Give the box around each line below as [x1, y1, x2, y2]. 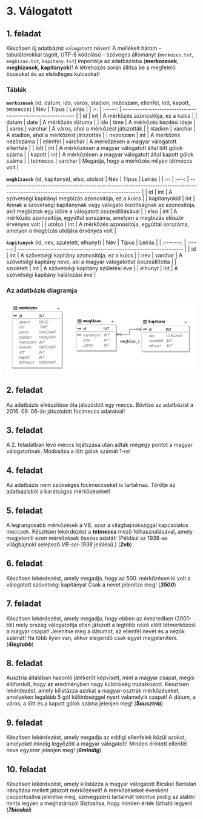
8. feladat [6, 658, 43, 668]
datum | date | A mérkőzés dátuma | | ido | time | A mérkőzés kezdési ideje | [6, 118, 196, 126]
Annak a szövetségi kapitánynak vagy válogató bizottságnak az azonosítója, [6, 202, 196, 209]
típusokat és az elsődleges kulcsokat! [6, 70, 100, 77]
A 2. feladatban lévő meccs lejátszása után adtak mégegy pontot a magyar [6, 441, 193, 449]
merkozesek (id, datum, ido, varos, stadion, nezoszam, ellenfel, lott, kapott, [6, 99, 191, 107]
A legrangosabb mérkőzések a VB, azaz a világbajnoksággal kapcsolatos [6, 521, 189, 529]
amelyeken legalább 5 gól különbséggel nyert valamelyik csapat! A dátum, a [6, 693, 196, 701]
